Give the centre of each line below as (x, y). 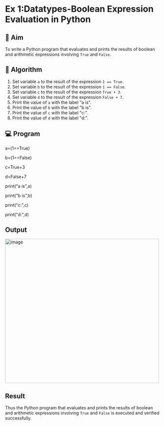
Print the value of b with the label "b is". (52, 107)
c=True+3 (15, 167)
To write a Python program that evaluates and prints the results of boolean (80, 49)
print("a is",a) (18, 186)
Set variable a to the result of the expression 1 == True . (68, 81)
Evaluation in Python (48, 19)
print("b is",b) (19, 195)
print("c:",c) (17, 205)
